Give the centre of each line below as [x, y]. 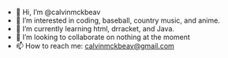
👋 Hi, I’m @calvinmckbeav [58, 12]
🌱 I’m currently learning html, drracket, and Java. [95, 29]
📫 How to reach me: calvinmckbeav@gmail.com [95, 46]
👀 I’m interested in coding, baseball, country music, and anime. [118, 20]
